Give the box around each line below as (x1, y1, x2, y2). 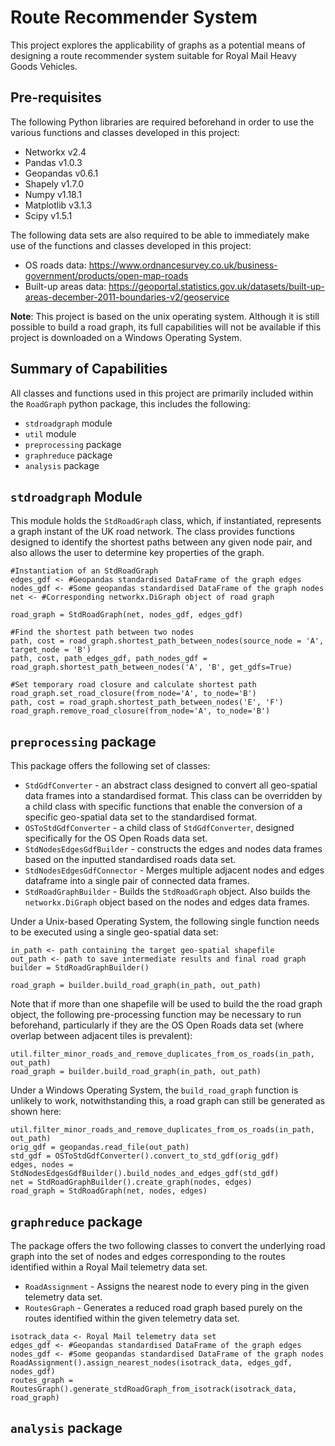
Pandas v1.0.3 (24, 156, 83, 168)
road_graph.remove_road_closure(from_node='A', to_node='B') (10, 706, 271, 716)
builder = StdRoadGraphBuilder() (10, 963, 150, 973)
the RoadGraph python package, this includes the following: (10, 397, 251, 410)
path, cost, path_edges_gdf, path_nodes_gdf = (10, 654, 208, 664)
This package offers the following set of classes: (10, 760, 211, 772)
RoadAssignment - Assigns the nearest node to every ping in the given (24, 1281, 310, 1292)
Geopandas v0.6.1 (24, 167, 99, 179)
